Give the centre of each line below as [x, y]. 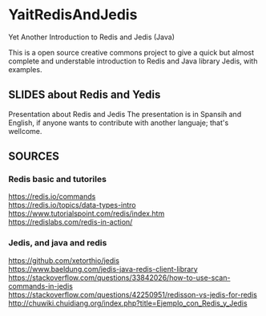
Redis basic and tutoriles [57, 180]
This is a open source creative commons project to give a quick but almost [131, 52]
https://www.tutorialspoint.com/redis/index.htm [87, 213]
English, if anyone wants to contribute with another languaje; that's [119, 123]
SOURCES [34, 157]
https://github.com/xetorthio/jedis [64, 260]
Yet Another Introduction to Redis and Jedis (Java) [91, 37]
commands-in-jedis [41, 286]
